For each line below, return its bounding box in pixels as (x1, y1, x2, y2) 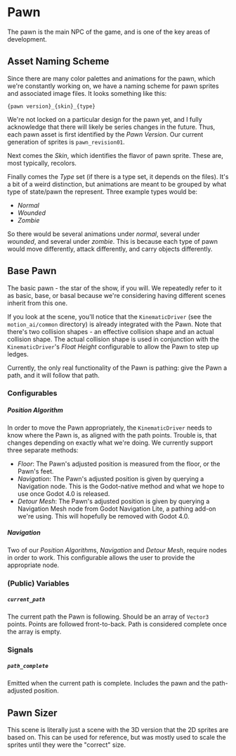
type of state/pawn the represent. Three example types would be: (7, 187, 198, 196)
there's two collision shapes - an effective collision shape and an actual (7, 327, 214, 335)
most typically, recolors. (7, 159, 77, 167)
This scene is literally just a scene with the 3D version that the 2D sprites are (7, 726, 229, 734)
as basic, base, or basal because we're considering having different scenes (7, 291, 226, 299)
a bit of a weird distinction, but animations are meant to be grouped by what (7, 180, 227, 188)
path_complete (7, 662, 49, 669)
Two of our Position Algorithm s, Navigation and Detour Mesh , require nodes (7, 546, 227, 554)
